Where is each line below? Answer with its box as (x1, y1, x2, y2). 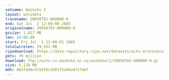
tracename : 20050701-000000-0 (5, 16, 69, 21)
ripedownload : (5, 49, 35, 54)
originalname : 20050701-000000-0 (5, 26, 75, 31)
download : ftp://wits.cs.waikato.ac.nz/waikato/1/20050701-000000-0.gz (5, 58, 158, 63)
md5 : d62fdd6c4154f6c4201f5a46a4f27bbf (5, 68, 89, 73)
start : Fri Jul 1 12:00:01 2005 (5, 40, 75, 45)
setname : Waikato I (5, 7, 46, 12)
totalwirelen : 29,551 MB (5, 44, 57, 49)
